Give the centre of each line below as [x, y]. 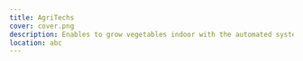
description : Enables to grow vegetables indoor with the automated [141, 34]
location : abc [36, 43]
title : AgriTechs [42, 17]
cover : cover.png [42, 26]
